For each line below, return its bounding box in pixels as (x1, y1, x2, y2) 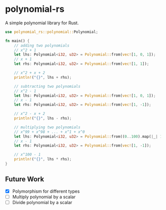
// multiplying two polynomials (14, 125, 81, 130)
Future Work (5, 175, 44, 184)
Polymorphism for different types (12, 188, 80, 194)
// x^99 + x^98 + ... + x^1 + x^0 (14, 129, 85, 134)
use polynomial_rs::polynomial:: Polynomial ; (5, 29, 98, 34)
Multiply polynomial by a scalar (12, 194, 76, 200)
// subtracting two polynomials (14, 84, 81, 89)
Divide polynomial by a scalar (12, 199, 73, 205)
